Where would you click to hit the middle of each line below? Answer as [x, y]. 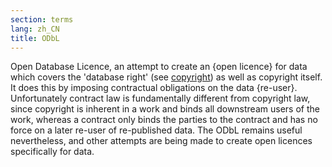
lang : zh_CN [35, 29]
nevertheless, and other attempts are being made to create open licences [161, 141]
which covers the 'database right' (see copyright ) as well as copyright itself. [166, 77]
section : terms [42, 19]
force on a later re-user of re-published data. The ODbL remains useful [156, 130]
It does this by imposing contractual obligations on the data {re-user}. [154, 88]
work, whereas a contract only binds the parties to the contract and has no [164, 120]
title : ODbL [35, 38]
